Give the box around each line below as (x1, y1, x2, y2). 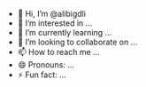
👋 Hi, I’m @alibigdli (17, 9, 87, 19)
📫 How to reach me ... (17, 47, 100, 57)
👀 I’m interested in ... (17, 18, 93, 28)
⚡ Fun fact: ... (17, 69, 66, 80)
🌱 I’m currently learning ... (17, 28, 112, 37)
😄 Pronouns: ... (17, 59, 75, 70)
